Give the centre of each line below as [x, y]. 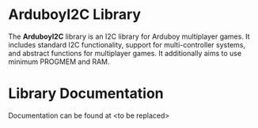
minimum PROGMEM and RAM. [59, 62]
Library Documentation [86, 94]
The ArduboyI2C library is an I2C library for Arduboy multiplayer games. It [129, 36]
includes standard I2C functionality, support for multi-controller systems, [127, 44]
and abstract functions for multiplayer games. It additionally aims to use [125, 53]
